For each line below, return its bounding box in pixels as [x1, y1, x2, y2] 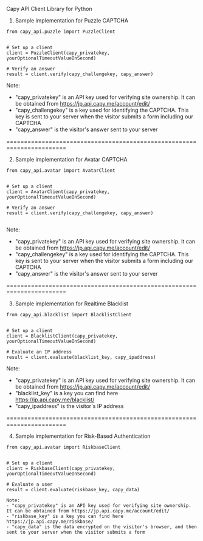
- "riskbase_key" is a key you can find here [6, 513, 123, 519]
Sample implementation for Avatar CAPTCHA [15, 156, 128, 163]
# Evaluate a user [6, 481, 53, 488]
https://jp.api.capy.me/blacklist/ [15, 396, 95, 403]
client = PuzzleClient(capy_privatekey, [6, 50, 111, 56]
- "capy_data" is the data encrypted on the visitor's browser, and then [6, 524, 198, 530]
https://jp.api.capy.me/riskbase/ [6, 519, 94, 525]
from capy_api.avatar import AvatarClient [6, 168, 115, 174]
